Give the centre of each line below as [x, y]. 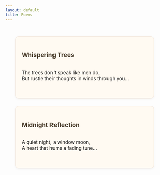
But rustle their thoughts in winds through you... [75, 78]
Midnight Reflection [51, 125]
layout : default [22, 10]
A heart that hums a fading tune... [60, 148]
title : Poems [19, 15]
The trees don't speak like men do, [61, 72]
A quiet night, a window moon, [56, 142]
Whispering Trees [48, 55]
